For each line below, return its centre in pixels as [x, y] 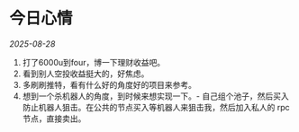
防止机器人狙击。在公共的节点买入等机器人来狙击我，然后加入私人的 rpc [156, 107]
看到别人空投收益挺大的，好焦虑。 [86, 74]
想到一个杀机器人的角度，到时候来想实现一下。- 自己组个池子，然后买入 [156, 96]
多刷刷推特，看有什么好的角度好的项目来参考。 [109, 84]
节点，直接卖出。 [54, 119]
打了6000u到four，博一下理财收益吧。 [93, 62]
